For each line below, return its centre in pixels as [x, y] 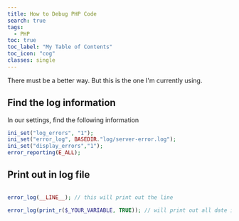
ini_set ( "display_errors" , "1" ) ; [55, 146]
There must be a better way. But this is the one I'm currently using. [105, 80]
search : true [27, 21]
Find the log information [62, 103]
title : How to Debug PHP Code [52, 14]
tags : [15, 27]
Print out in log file [49, 175]
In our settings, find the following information [73, 120]
